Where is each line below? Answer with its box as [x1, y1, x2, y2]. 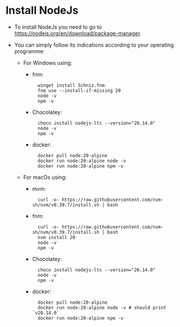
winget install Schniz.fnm [37, 82, 105, 88]
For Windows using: [23, 59, 72, 66]
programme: [14, 47, 45, 54]
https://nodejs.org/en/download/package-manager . [14, 29, 142, 36]
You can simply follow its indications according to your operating [14, 41, 174, 48]
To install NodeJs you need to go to [14, 23, 102, 30]
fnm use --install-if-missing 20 [37, 87, 121, 93]
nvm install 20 [37, 234, 75, 240]
